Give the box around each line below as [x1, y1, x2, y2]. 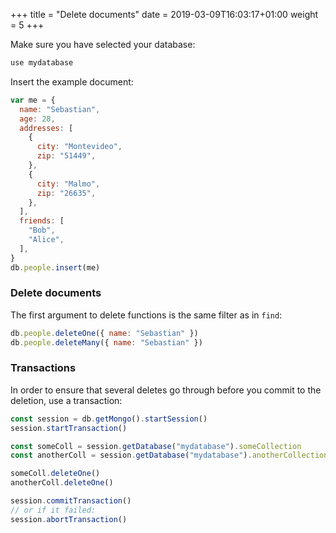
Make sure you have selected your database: [10, 39, 196, 50]
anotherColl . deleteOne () [10, 478, 114, 488]
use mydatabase [10, 58, 74, 68]
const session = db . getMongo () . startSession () [10, 414, 208, 424]
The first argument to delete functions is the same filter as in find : [10, 309, 283, 321]
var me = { [10, 95, 56, 105]
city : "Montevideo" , [36, 142, 123, 152]
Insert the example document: [10, 75, 134, 88]
